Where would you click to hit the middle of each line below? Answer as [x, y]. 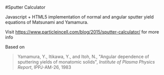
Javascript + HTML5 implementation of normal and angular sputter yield [79, 17]
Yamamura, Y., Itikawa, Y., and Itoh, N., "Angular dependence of [83, 56]
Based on [15, 47]
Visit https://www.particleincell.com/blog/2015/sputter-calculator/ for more [82, 32]
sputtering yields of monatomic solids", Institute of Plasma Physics [86, 62]
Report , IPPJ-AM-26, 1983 [44, 67]
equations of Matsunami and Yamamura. [47, 22]
